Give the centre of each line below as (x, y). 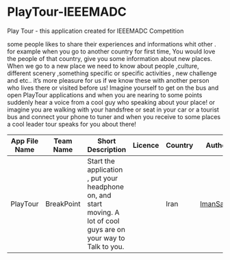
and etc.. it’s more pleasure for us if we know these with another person (108, 80)
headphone (106, 187)
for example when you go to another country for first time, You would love (111, 51)
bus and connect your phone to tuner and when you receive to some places (114, 116)
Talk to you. (106, 246)
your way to (106, 238)
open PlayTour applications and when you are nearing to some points (105, 95)
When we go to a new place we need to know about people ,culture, (103, 66)
